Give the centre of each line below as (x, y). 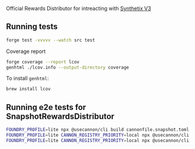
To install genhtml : (27, 79)
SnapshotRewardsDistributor (60, 116)
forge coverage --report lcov (43, 62)
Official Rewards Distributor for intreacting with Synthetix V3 (79, 8)
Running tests (32, 26)
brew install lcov (28, 89)
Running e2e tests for (46, 107)
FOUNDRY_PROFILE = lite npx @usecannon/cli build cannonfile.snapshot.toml (98, 130)
